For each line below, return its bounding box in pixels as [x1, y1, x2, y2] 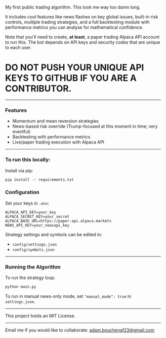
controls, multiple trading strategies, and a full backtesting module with [5, 19, 150, 25]
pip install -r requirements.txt [5, 177, 74, 182]
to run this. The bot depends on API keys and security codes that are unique [5, 39, 161, 45]
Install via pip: [5, 167, 34, 173]
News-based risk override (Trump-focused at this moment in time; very [12, 124, 158, 130]
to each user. [5, 45, 32, 50]
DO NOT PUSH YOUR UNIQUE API [5, 62, 144, 73]
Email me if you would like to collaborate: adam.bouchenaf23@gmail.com [5, 327, 155, 333]
